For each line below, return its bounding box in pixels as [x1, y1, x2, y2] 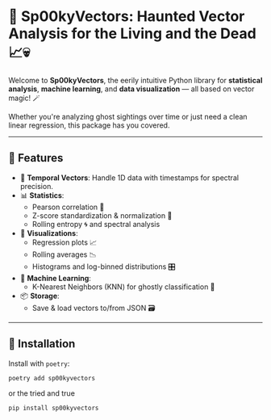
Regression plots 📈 [31, 237, 98, 247]
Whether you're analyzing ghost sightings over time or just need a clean [8, 111, 248, 121]
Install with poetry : [8, 359, 70, 368]
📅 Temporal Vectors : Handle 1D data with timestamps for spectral [19, 173, 240, 183]
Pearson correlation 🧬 [31, 202, 105, 212]
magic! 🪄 [8, 93, 40, 103]
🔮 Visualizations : [19, 228, 78, 237]
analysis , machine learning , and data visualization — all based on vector [8, 84, 255, 94]
